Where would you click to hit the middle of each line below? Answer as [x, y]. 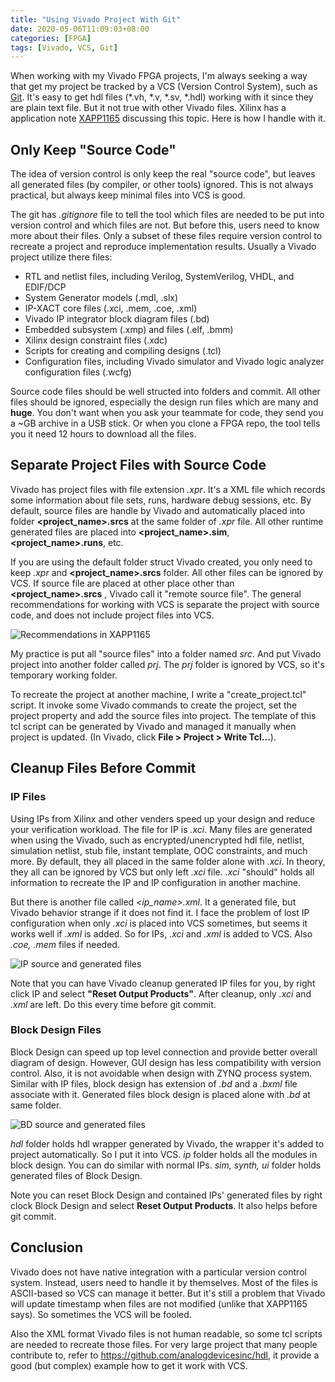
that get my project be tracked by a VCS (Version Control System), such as [164, 87]
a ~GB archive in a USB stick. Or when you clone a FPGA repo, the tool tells [165, 423]
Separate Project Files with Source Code [138, 465]
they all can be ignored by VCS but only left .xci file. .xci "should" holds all [162, 872]
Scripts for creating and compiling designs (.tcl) [123, 351]
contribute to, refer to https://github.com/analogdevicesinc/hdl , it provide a [165, 1355]
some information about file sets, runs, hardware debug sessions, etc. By [161, 500]
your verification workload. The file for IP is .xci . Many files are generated [161, 829]
